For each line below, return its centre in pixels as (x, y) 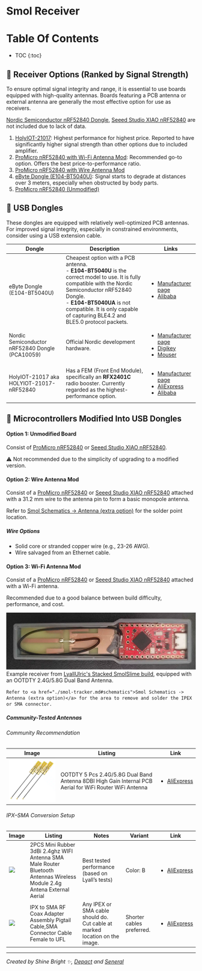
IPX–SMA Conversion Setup (41, 815)
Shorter (135, 917)
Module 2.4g (46, 883)
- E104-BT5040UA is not (98, 302)
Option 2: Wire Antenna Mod (43, 479)
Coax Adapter (47, 914)
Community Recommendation (43, 733)
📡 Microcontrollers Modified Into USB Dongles (94, 418)
